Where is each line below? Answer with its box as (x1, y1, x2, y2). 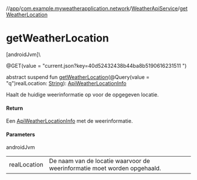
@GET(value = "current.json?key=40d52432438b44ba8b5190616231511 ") (6, 62, 187, 69)
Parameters (6, 131, 35, 138)
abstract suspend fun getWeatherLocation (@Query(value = (6, 73, 150, 81)
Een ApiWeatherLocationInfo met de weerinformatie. (6, 117, 133, 124)
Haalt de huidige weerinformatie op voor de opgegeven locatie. (6, 91, 159, 98)
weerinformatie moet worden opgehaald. (49, 164, 161, 172)
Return (6, 105, 23, 112)
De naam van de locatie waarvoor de (49, 157, 151, 165)
